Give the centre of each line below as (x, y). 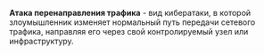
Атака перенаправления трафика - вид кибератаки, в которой (130, 13)
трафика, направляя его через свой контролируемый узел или (129, 31)
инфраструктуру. (41, 41)
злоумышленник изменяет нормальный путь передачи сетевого (132, 22)
